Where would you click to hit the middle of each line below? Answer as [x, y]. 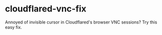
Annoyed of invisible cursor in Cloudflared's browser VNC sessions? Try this [81, 22]
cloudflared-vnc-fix [46, 9]
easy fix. [14, 27]
